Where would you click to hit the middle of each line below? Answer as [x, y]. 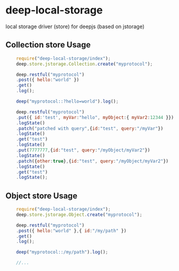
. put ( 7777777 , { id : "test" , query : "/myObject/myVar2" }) [83, 150]
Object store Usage [41, 196]
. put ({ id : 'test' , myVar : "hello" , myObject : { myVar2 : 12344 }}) [95, 117]
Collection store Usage [48, 45]
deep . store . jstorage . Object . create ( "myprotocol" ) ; [79, 215]
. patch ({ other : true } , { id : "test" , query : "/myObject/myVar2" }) [92, 161]
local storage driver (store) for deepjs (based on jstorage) [75, 26]
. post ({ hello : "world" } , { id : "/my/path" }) [71, 231]
